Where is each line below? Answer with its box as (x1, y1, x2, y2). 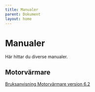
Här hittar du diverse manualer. (5, 54, 68, 60)
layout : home (5, 16, 32, 21)
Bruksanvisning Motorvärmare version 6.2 (5, 81, 90, 87)
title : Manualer (5, 7, 38, 12)
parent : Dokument (5, 12, 41, 17)
